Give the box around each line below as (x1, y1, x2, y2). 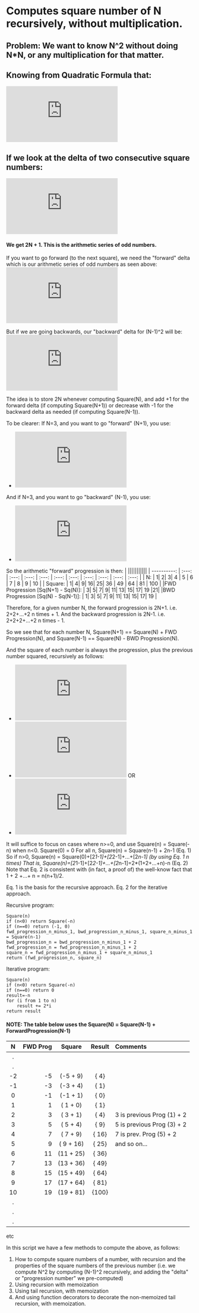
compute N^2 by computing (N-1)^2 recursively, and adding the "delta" (14, 1268, 189, 1275)
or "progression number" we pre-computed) (14, 1274, 124, 1281)
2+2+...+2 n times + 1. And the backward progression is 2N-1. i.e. (6, 611, 165, 618)
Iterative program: (6, 965, 50, 973)
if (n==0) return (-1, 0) (6, 924, 70, 930)
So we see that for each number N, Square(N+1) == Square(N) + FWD (6, 628, 177, 636)
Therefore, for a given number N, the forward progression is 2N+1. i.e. (6, 604, 177, 612)
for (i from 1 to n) (6, 998, 58, 1004)
